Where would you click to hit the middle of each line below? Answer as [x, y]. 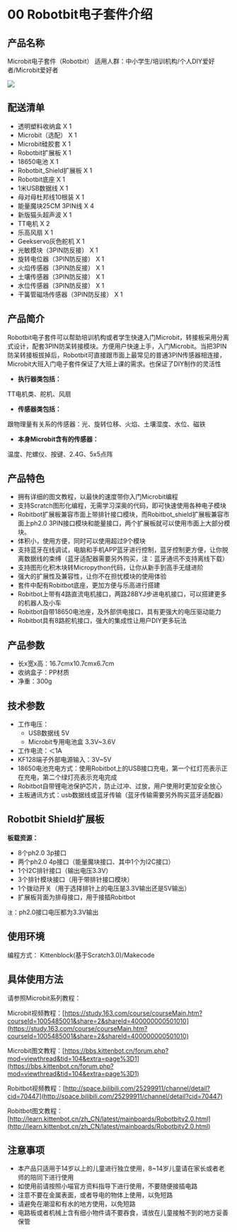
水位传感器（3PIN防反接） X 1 [61, 285]
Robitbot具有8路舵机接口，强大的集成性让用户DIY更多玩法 [102, 621]
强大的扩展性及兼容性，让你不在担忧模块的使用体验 [92, 576]
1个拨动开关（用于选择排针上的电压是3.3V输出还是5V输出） [104, 888]
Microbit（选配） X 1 [47, 135]
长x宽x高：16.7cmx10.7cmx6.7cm [66, 663]
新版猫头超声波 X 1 [45, 215]
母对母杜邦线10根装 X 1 [51, 197]
